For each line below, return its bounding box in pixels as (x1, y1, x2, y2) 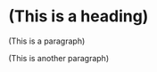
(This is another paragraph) (8, 52, 109, 63)
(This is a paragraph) (8, 36, 86, 46)
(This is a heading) (8, 6, 149, 27)
